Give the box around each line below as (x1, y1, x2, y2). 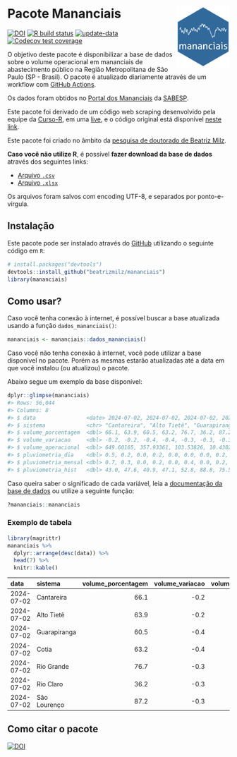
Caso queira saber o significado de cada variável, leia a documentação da (7, 479, 223, 487)
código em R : (7, 246, 45, 255)
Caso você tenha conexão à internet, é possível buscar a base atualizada (7, 314, 220, 322)
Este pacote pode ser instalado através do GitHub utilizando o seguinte (7, 238, 214, 247)
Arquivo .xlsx (17, 178, 59, 187)
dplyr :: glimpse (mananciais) (7, 392, 90, 399)
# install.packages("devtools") (7, 260, 102, 268)
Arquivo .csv (17, 171, 55, 179)
